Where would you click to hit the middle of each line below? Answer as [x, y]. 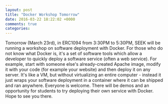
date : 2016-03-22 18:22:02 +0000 [40, 19]
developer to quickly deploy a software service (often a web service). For [81, 59]
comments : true [21, 24]
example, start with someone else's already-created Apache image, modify [83, 64]
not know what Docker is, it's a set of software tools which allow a [74, 54]
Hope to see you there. [29, 96]
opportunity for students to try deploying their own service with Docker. [79, 91]
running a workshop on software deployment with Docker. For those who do [84, 48]
